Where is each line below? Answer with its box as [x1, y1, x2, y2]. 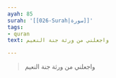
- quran [7, 30, 30, 38]
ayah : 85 [7, 10, 33, 18]
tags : [7, 23, 23, 30]
